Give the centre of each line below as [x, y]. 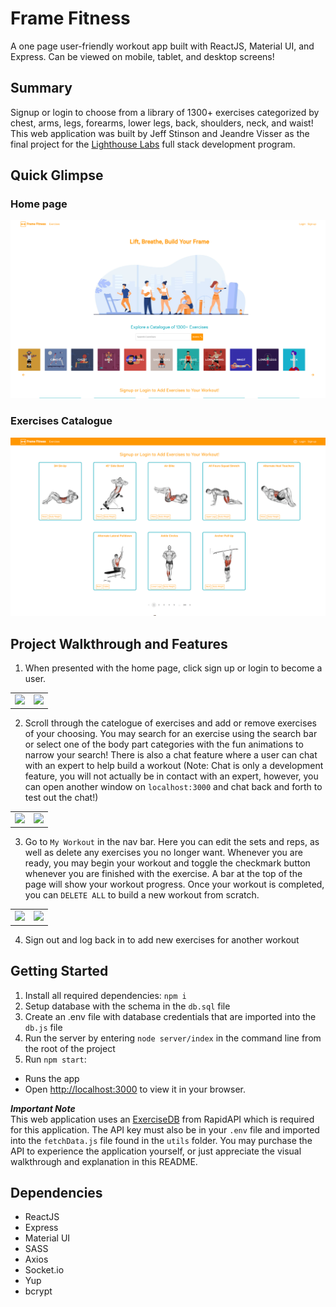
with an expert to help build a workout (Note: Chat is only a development [174, 766]
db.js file [43, 1027]
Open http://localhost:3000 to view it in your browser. [135, 1089]
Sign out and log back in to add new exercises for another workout [162, 939]
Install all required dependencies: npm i [105, 995]
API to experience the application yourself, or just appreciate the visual [156, 1151]
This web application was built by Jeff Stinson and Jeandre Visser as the [160, 133]
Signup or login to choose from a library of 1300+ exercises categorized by [165, 112]
